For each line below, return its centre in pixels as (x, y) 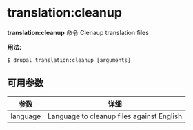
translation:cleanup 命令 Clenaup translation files (78, 32)
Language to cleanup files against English (115, 116)
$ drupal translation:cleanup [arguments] (69, 60)
